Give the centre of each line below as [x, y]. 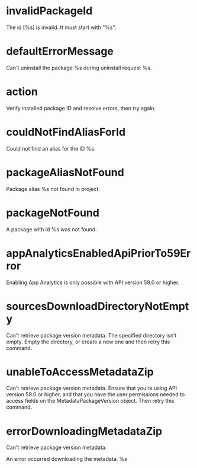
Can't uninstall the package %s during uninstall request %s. [79, 68]
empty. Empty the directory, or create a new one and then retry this [88, 342]
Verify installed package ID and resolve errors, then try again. [81, 108]
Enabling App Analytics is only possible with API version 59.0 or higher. [93, 282]
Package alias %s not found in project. [53, 189]
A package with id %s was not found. [52, 229]
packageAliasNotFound [65, 172]
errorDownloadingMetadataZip [84, 431]
